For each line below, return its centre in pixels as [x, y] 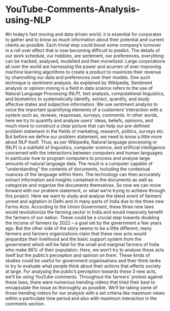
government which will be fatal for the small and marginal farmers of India [82, 244]
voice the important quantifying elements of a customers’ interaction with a [84, 110]
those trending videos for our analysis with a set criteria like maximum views [85, 293]
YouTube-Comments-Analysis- [73, 9]
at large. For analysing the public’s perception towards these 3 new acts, [81, 271]
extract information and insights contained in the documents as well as [79, 180]
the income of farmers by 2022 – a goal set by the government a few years [83, 223]
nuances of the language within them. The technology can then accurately [83, 174]
